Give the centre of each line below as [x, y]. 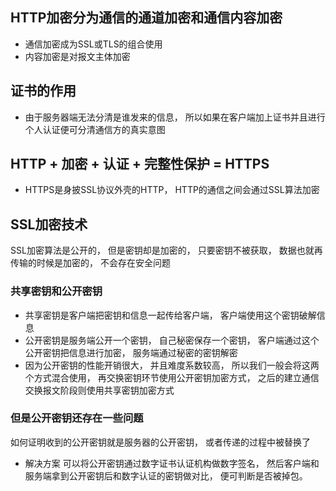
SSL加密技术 [49, 224]
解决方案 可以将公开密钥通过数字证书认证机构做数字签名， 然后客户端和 [172, 463]
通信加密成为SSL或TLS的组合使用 [93, 44]
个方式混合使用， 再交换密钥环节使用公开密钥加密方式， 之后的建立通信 [172, 377]
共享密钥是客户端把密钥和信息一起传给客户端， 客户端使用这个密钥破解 [170, 315]
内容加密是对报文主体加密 [77, 56]
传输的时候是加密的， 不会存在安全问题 [90, 263]
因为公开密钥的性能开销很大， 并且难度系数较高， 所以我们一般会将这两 [172, 365]
